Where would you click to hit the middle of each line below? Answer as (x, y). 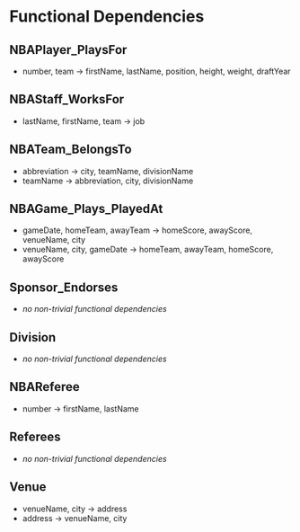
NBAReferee (45, 387)
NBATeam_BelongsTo (71, 150)
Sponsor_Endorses (64, 287)
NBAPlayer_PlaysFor (68, 50)
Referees (35, 437)
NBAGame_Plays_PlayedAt (86, 209)
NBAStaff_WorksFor (67, 99)
